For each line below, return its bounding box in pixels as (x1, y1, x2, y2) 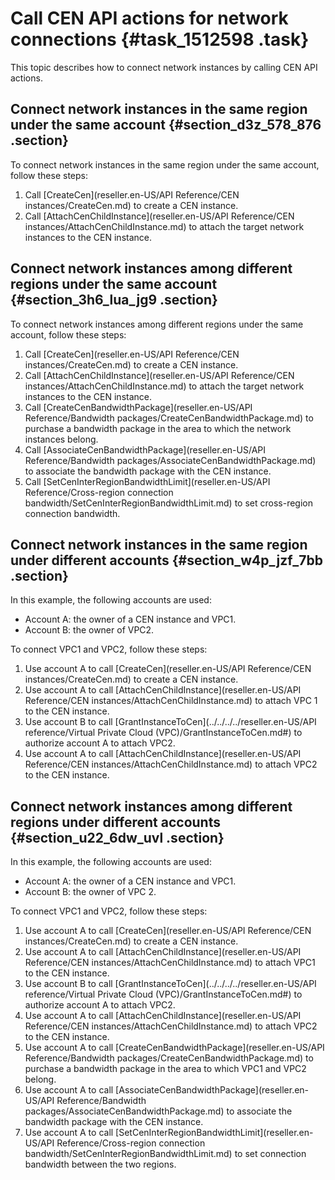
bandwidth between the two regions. (24, 1158, 177, 1171)
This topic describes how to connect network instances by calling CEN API (10, 61, 318, 73)
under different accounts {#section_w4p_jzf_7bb (10, 552, 323, 569)
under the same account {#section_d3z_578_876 (10, 117, 322, 134)
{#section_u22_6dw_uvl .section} (10, 829, 225, 846)
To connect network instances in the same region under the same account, (10, 158, 320, 171)
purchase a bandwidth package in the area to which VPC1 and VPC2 (24, 1063, 307, 1075)
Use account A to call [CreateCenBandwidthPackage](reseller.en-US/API (24, 1042, 325, 1054)
